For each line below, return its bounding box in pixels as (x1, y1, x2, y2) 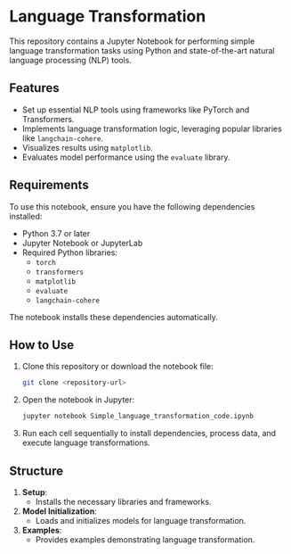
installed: (9, 211, 43, 221)
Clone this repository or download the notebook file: (21, 361, 214, 372)
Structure (9, 463, 64, 478)
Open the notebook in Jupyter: (21, 394, 135, 405)
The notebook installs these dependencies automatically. (9, 311, 218, 322)
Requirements (9, 178, 89, 193)
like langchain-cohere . (21, 132, 104, 144)
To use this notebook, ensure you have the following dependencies (9, 201, 255, 211)
